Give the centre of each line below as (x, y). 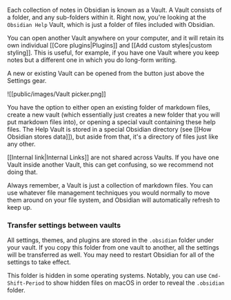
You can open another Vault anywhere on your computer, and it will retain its (115, 38)
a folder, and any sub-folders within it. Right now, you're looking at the (107, 17)
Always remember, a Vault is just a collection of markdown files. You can (110, 185)
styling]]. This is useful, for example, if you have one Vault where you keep (113, 52)
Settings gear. (27, 81)
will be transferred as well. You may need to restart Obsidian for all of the (111, 255)
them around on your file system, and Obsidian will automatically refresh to (114, 200)
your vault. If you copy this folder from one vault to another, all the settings (113, 248)
